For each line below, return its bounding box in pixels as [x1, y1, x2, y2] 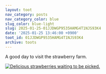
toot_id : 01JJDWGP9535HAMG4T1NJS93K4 [5, 35, 84, 40]
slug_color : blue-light [5, 21, 55, 26]
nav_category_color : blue [5, 16, 59, 21]
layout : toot [5, 7, 32, 12]
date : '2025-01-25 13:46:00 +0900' [5, 30, 79, 35]
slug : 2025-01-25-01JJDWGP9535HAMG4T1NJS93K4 [5, 26, 101, 31]
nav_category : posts [5, 12, 48, 17]
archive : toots [5, 40, 37, 45]
